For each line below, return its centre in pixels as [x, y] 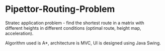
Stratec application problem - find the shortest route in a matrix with [75, 23]
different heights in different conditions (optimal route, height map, [73, 28]
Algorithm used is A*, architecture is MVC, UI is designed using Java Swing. [83, 43]
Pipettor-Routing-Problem [60, 9]
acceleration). [19, 33]
